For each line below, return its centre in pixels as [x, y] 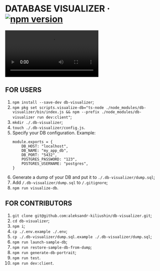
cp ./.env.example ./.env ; [40, 231]
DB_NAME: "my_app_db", [45, 150]
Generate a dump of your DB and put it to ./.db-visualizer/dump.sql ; [84, 177]
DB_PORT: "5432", [39, 155]
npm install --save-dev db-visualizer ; [53, 102]
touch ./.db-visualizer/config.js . [49, 127]
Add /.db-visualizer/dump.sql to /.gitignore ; [60, 182]
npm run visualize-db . [35, 187]
